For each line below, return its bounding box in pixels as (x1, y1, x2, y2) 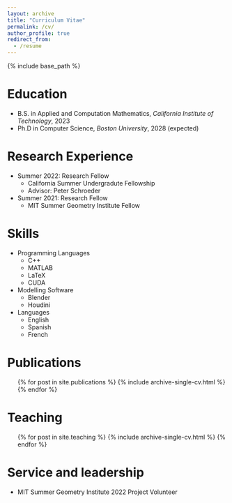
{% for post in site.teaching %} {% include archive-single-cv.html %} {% (17, 433, 226, 441)
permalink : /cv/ (7, 23, 54, 30)
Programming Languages (17, 248, 91, 257)
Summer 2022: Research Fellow (17, 172, 109, 180)
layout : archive (7, 10, 54, 17)
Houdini (27, 301, 51, 309)
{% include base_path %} (7, 62, 81, 70)
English (27, 315, 49, 324)
